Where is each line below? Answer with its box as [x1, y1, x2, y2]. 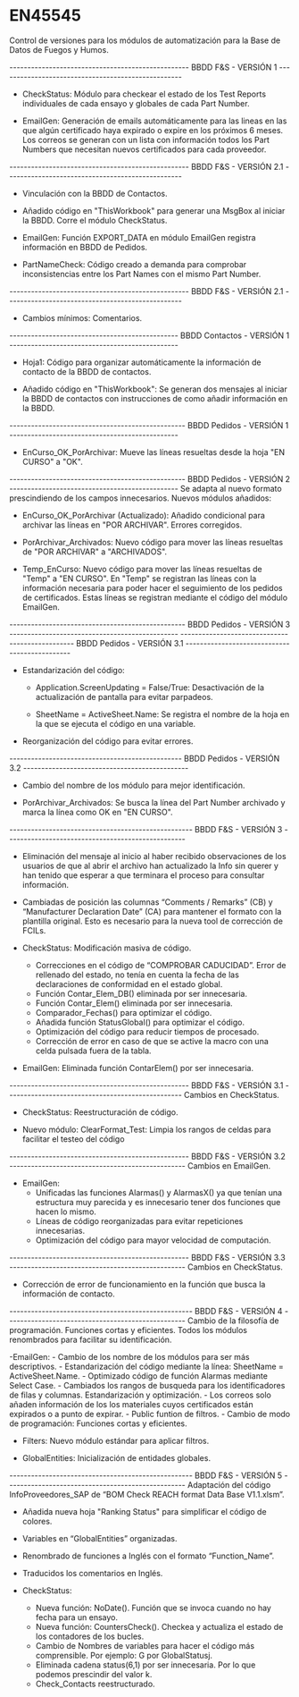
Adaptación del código [187, 1479, 271, 1490]
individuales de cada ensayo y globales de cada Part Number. [21, 97, 250, 108]
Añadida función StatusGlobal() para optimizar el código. [35, 1017, 245, 1027]
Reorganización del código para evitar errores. [21, 735, 194, 747]
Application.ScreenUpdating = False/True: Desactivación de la [35, 681, 265, 693]
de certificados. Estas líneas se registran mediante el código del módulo [21, 592, 288, 603]
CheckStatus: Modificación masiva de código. [21, 942, 192, 953]
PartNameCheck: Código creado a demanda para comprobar [21, 258, 247, 269]
